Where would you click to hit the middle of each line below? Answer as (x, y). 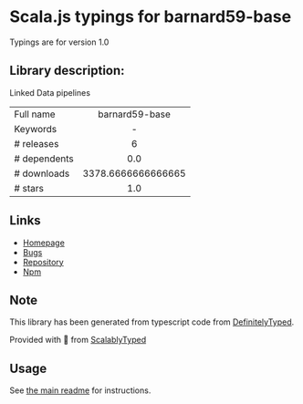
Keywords (36, 129)
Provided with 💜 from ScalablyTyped (78, 340)
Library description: (67, 71)
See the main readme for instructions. (80, 390)
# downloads (42, 173)
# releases (37, 143)
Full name (35, 114)
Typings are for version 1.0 (59, 42)
